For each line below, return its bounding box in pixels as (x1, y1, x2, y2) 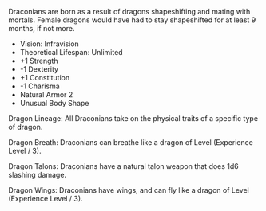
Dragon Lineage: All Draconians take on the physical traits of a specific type (8, 114, 258, 123)
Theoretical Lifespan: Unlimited (19, 48, 123, 57)
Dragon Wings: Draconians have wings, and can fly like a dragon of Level (8, 186, 249, 194)
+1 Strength (19, 56, 58, 65)
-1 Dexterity (19, 64, 58, 74)
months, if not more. (8, 24, 75, 33)
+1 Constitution (19, 73, 70, 82)
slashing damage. (8, 170, 66, 179)
